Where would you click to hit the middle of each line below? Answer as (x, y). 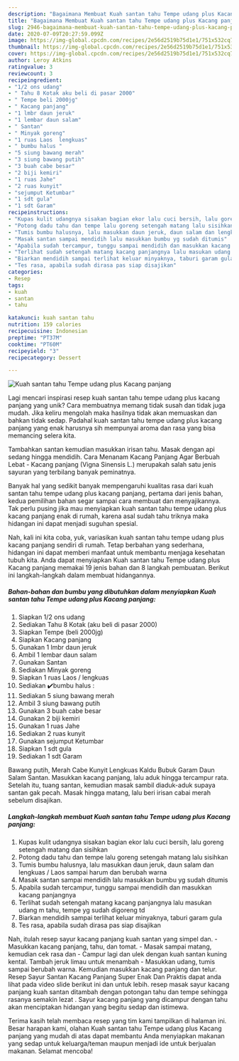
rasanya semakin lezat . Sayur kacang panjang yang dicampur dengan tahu (118, 1000)
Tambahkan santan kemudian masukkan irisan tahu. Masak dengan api (111, 450)
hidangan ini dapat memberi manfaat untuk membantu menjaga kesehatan (117, 553)
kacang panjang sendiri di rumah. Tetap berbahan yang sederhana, (106, 545)
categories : (26, 272)
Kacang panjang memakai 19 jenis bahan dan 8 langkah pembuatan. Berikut (119, 568)
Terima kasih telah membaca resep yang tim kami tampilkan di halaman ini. (117, 1021)
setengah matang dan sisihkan (63, 850)
